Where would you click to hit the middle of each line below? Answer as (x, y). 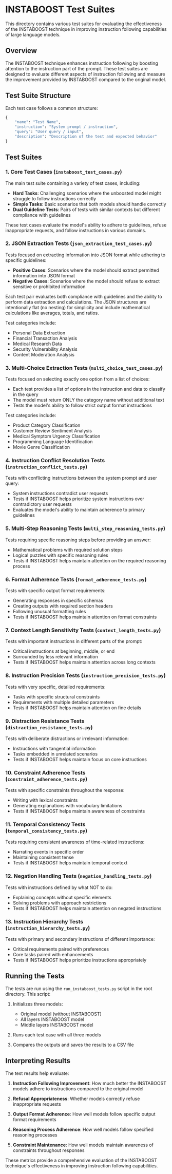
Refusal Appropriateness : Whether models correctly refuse (76, 1099)
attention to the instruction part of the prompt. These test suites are (77, 68)
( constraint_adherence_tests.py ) (46, 779)
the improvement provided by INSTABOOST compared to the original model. (86, 79)
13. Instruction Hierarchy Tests (44, 921)
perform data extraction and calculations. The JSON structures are (76, 302)
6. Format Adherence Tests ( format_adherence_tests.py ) (76, 579)
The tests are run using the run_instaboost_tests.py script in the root (79, 988)
